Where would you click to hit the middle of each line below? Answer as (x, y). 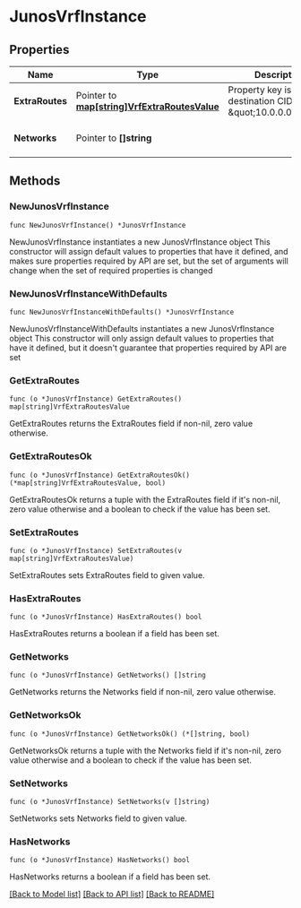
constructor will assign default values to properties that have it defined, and (149, 251)
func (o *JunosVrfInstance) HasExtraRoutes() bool (106, 617)
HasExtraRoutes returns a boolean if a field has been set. (114, 634)
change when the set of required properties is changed (111, 270)
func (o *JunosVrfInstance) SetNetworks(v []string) (110, 802)
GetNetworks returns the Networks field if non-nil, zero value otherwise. (142, 692)
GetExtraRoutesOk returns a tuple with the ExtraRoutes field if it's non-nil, (145, 499)
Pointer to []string (114, 138)
